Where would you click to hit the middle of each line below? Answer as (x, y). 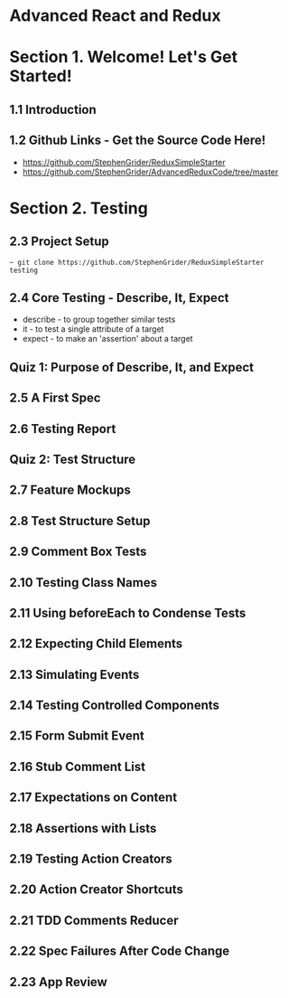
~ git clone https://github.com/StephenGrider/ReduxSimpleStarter (137, 262)
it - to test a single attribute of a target (93, 329)
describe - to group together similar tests (99, 320)
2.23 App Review (59, 982)
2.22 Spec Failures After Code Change (120, 951)
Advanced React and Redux (115, 16)
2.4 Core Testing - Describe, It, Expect (119, 298)
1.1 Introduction (53, 109)
